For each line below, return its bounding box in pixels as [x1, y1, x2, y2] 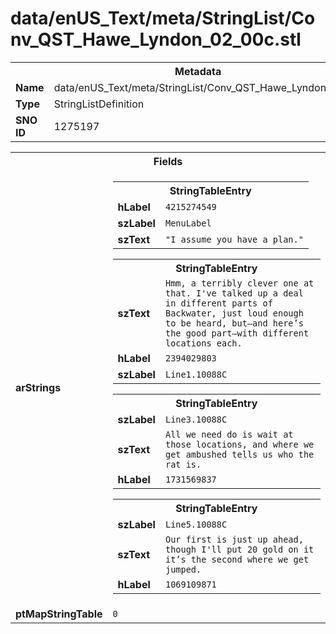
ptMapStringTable [15, 607, 103, 621]
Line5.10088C [164, 518, 228, 530]
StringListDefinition [53, 97, 145, 111]
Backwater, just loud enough [164, 307, 304, 319]
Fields [153, 154, 183, 168]
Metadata [174, 64, 222, 78]
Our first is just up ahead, [164, 533, 304, 545]
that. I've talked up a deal [164, 287, 304, 299]
